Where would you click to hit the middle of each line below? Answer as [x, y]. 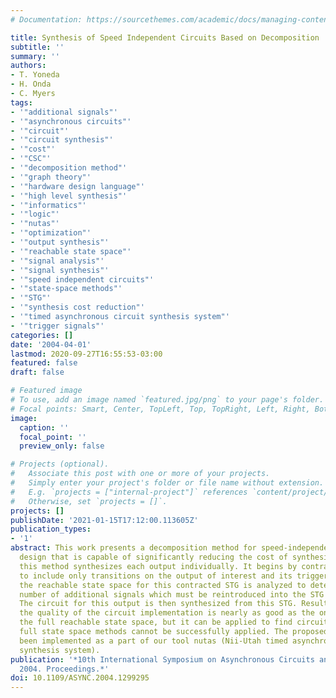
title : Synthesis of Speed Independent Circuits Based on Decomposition [165, 37]
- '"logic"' [35, 214]
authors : [28, 66]
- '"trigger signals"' [57, 326]
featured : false [44, 363]
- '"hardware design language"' [77, 186]
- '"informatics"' [48, 205]
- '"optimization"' [51, 233]
